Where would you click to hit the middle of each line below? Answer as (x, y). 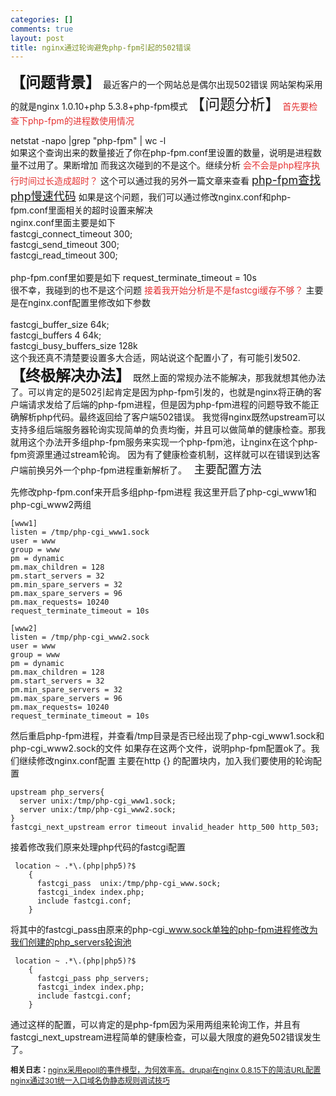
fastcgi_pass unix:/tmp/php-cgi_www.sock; (129, 884)
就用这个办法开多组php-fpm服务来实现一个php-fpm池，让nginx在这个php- (164, 442)
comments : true (42, 29)
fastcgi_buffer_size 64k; (60, 325)
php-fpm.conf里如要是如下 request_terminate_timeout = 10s (133, 278)
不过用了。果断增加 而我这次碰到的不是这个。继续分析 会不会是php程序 (165, 165)
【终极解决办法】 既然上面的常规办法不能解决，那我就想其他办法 (168, 376)
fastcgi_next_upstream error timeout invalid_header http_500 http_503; (165, 827)
